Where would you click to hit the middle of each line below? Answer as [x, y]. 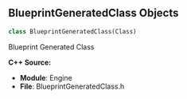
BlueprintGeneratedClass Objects [93, 13]
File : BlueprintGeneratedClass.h [72, 86]
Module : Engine [46, 77]
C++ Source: [30, 62]
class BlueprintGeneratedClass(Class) [72, 31]
